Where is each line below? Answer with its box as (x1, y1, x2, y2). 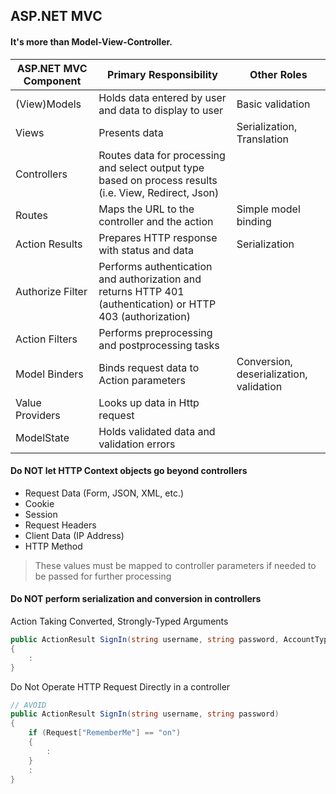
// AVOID (10, 700, 47, 710)
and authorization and (98, 272, 202, 286)
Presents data (98, 125, 164, 139)
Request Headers (24, 519, 97, 531)
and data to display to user (98, 103, 224, 117)
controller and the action (98, 214, 214, 228)
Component (23, 74, 82, 88)
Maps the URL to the (98, 202, 195, 216)
